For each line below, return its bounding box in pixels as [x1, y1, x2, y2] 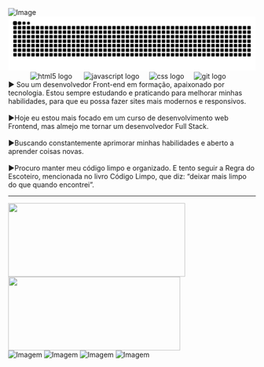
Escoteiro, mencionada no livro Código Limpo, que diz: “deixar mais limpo [8, 171, 247, 181]
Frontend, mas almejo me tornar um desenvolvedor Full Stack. [8, 121, 210, 130]
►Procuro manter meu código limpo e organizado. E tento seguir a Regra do [8, 163, 255, 172]
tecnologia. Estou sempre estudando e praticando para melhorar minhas [8, 88, 243, 97]
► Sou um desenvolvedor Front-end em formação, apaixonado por [8, 79, 225, 89]
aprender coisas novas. [8, 146, 84, 156]
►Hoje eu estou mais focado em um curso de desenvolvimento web [8, 113, 229, 123]
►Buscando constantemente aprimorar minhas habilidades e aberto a [8, 138, 234, 148]
